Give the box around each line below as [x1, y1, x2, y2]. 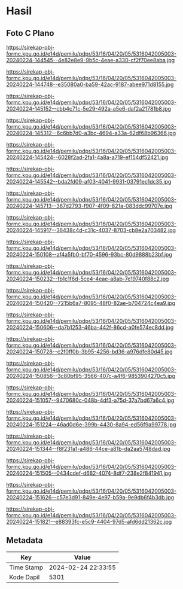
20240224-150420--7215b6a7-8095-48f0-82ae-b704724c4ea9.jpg [6, 300, 175, 306]
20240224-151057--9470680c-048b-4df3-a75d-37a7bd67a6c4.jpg [6, 396, 175, 404]
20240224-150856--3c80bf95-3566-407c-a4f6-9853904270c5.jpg [6, 373, 175, 379]
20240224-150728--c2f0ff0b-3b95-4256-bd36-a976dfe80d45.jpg [6, 348, 173, 355]
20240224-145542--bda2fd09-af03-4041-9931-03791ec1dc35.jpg [6, 178, 172, 185]
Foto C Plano [6, 28, 54, 38]
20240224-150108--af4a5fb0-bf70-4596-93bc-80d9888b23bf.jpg [6, 251, 172, 258]
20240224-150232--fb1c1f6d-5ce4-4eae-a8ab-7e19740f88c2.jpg [6, 275, 169, 282]
